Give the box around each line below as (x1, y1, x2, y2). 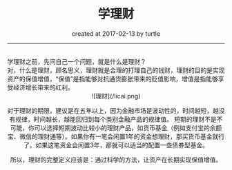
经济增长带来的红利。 (12, 83, 74, 92)
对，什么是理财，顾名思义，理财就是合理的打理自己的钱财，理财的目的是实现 (7, 66, 225, 74)
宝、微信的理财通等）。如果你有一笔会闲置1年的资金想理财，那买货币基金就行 (7, 132, 225, 140)
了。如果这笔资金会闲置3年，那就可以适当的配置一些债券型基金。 (23, 140, 209, 149)
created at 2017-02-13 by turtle (71, 29, 161, 38)
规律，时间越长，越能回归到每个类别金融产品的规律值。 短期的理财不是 (15, 115, 217, 123)
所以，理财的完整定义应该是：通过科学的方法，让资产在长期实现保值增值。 (10, 156, 222, 164)
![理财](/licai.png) (91, 92, 141, 100)
